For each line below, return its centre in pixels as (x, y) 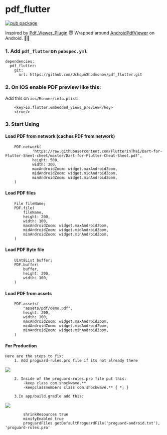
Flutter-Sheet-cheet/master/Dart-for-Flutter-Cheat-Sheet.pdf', (74, 156)
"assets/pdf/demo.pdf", (48, 308)
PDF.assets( (27, 304)
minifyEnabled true (44, 419)
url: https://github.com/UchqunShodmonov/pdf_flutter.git (80, 75)
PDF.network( (28, 147)
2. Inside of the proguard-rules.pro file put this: (70, 379)
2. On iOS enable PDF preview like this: (53, 87)
